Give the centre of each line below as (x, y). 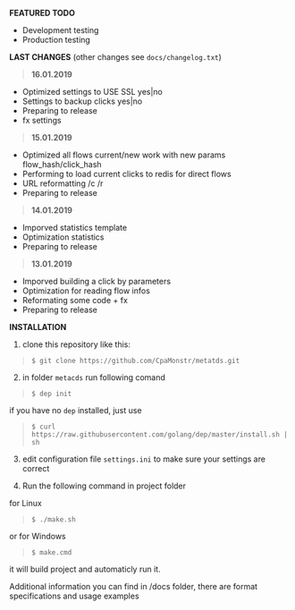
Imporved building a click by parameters (97, 281)
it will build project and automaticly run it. (85, 569)
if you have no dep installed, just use (76, 410)
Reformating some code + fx (75, 300)
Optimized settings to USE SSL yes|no (92, 92)
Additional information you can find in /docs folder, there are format (133, 586)
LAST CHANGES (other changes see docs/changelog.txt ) (115, 57)
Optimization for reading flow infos (86, 291)
